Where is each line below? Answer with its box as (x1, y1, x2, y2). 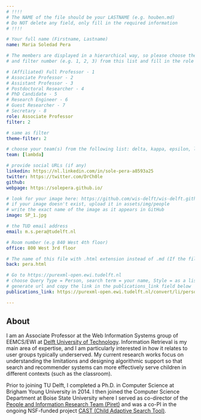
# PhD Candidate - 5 (6, 91, 58, 98)
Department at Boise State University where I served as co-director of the (6, 394, 188, 401)
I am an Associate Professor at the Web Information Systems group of (6, 332, 178, 339)
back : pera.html (6, 261, 47, 267)
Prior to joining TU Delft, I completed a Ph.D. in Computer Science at (6, 382, 175, 389)
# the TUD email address (6, 223, 68, 229)
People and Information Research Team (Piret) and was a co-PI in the (6, 401, 177, 408)
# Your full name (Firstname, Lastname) (6, 36, 109, 42)
